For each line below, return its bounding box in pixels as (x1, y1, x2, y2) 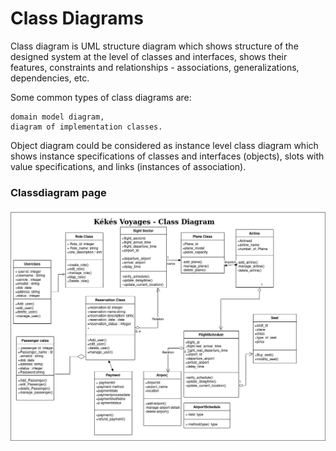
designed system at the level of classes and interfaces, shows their (10, 50, 288, 62)
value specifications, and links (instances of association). (10, 160, 247, 172)
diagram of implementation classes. (10, 122, 163, 132)
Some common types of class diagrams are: (10, 91, 192, 103)
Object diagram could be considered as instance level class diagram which (10, 139, 319, 151)
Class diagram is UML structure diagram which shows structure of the (10, 40, 299, 52)
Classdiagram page (10, 185, 107, 199)
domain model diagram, (10, 112, 105, 122)
